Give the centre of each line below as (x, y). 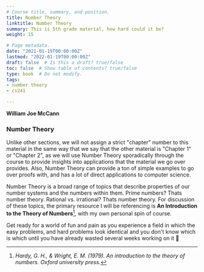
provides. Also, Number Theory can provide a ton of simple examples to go (100, 169)
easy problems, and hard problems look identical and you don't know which (101, 231)
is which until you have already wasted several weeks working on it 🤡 (93, 238)
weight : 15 (20, 35)
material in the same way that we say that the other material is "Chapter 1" (99, 149)
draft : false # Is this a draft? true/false (65, 62)
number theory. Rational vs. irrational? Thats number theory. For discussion (100, 200)
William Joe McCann (33, 113)
